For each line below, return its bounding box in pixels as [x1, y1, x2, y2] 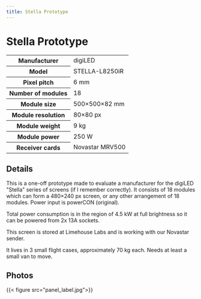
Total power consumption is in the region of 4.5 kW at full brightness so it [6, 211, 188, 218]
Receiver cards [16, 143, 61, 152]
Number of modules [9, 89, 68, 97]
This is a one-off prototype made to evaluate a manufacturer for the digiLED [6, 180, 194, 187]
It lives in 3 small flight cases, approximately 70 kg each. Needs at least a [6, 247, 187, 254]
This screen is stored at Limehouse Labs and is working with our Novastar [6, 229, 190, 236]
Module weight [16, 121, 61, 130]
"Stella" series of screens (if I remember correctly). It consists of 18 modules [6, 186, 196, 193]
